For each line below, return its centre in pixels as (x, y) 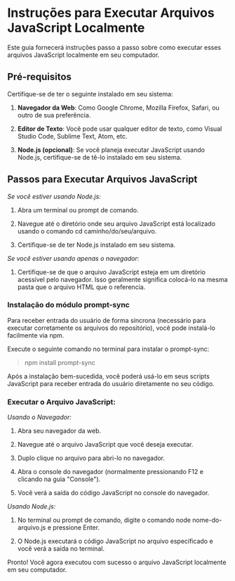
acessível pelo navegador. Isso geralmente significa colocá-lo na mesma (122, 279)
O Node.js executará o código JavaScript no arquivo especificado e (115, 541)
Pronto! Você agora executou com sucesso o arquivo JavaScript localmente (117, 562)
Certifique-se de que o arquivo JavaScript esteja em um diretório (111, 272)
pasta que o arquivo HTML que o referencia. (81, 287)
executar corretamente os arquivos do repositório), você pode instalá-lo (111, 328)
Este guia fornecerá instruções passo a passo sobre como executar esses (114, 47)
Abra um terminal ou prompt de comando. (78, 210)
